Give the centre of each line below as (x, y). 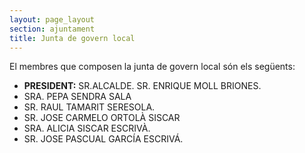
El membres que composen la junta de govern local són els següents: (152, 67)
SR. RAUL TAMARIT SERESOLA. (89, 107)
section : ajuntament (52, 29)
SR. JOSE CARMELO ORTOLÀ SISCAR (102, 118)
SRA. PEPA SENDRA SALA (77, 97)
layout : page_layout (52, 19)
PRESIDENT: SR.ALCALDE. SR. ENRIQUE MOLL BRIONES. (142, 86)
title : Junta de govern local (72, 38)
